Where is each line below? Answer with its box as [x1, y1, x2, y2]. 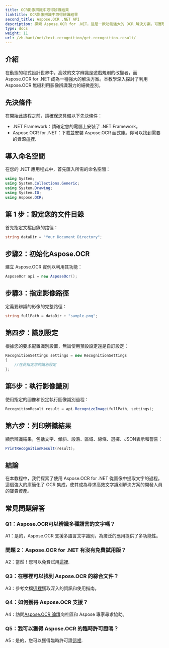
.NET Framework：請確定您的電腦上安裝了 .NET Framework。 [12, 123, 141, 129]
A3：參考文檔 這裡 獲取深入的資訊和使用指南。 [5, 585, 100, 591]
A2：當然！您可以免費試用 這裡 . [5, 559, 70, 565]
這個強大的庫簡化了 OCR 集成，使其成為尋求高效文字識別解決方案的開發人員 [5, 482, 162, 488]
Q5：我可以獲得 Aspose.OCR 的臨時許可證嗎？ [5, 625, 119, 632]
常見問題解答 [5, 504, 45, 513]
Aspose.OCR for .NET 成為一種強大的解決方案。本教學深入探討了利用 [5, 76, 148, 82]
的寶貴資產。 [5, 488, 32, 494]
